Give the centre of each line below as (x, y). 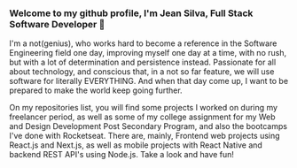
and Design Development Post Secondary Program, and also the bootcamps (148, 126)
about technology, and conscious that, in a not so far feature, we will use (142, 72)
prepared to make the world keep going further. (96, 90)
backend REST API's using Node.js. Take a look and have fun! (122, 155)
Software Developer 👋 (57, 24)
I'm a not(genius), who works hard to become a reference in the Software (143, 43)
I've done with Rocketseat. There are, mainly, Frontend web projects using (145, 136)
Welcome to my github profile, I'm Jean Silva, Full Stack (131, 13)
